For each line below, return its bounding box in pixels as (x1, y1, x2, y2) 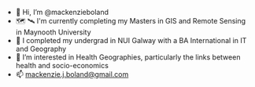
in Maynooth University (15, 27, 92, 37)
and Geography (15, 44, 67, 53)
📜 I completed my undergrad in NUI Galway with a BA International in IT (15, 36, 247, 45)
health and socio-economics (15, 61, 109, 70)
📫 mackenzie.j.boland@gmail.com (15, 70, 129, 78)
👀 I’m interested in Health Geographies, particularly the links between (15, 53, 241, 62)
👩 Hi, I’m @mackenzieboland (15, 8, 109, 16)
